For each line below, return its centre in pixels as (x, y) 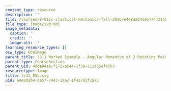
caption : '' (23, 33)
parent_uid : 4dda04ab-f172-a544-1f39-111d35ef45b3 (60, 66)
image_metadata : (22, 29)
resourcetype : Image (27, 71)
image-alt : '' (25, 43)
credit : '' (21, 38)
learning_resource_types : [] (36, 48)
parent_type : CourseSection (35, 62)
